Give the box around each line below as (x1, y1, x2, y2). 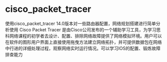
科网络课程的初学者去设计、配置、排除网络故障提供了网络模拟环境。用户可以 (5, 33, 162, 39)
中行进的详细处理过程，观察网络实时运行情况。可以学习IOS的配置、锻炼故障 (5, 45, 161, 51)
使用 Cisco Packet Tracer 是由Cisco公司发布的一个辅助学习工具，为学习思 (9, 26, 161, 33)
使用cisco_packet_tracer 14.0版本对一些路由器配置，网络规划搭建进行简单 (5, 20, 156, 26)
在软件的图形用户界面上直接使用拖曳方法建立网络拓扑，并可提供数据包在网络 (5, 39, 162, 45)
